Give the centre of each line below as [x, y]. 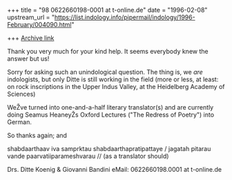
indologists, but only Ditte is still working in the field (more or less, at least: [113, 79]
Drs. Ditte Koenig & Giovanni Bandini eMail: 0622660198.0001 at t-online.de [115, 169]
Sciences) [21, 94]
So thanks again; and [37, 135]
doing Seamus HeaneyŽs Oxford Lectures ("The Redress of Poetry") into [111, 114]
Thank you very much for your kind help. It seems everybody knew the [108, 51]
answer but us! [28, 59]
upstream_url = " [31, 17]
